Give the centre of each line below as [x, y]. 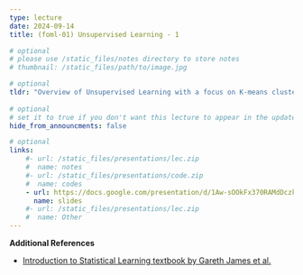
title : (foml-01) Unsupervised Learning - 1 [94, 34]
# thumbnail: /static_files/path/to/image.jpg [98, 68]
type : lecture [36, 18]
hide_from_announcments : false [68, 126]
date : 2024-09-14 [42, 26]
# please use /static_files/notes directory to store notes [125, 60]
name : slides [58, 201]
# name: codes [54, 184]
